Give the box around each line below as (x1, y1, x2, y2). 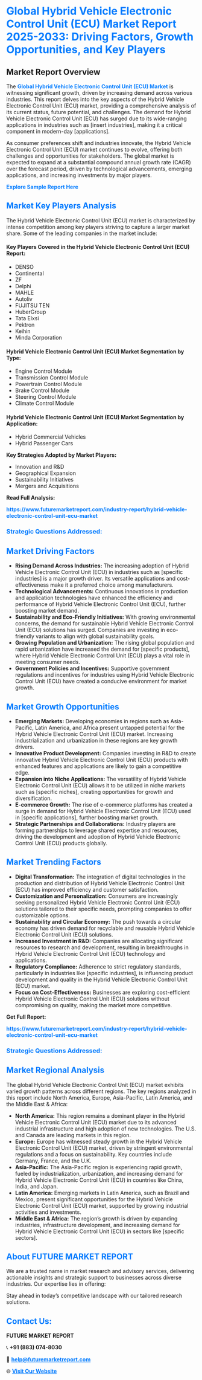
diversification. (14, 795, 52, 802)
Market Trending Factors (6, 857, 101, 868)
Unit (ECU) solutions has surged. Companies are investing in (14, 627, 166, 634)
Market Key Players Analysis (6, 201, 116, 211)
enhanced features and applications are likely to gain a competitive (14, 763, 182, 770)
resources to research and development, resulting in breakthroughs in (14, 944, 189, 951)
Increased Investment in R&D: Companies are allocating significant (14, 937, 183, 944)
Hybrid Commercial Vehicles (14, 433, 86, 440)
